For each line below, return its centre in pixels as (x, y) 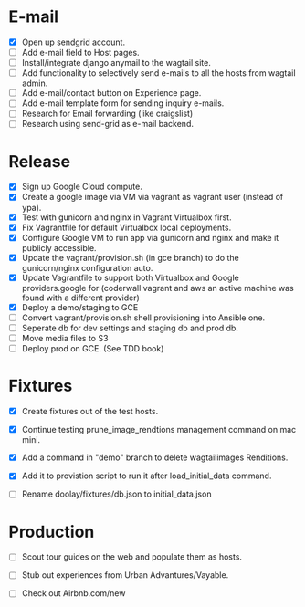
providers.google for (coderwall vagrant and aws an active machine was (158, 288)
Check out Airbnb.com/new (74, 593)
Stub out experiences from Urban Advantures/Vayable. (125, 575)
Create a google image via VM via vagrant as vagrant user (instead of (152, 197)
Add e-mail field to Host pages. (80, 52)
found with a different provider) (81, 298)
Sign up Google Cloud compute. (82, 187)
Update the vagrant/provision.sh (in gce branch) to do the (130, 257)
